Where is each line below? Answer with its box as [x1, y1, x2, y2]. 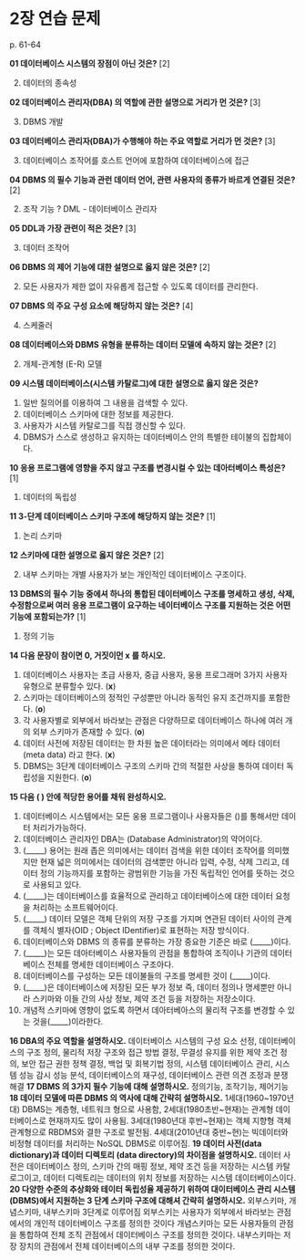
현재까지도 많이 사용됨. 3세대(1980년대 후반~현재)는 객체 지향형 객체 [48, 1115, 291, 1126]
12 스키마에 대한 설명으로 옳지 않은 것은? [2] [9, 549, 165, 560]
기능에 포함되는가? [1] [9, 610, 86, 621]
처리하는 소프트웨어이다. [32, 901, 118, 912]
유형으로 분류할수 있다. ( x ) [22, 681, 117, 692]
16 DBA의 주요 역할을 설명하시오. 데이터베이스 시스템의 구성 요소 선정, [9, 1035, 258, 1046]
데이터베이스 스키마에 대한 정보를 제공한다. [22, 408, 175, 420]
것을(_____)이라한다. [32, 1015, 104, 1026]
